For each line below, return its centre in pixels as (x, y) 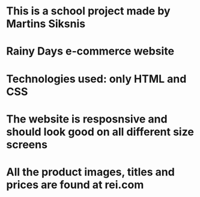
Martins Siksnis (46, 24)
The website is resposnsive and (87, 119)
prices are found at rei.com (75, 185)
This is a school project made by (88, 11)
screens (27, 144)
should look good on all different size (100, 132)
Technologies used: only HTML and (96, 79)
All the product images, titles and (91, 172)
